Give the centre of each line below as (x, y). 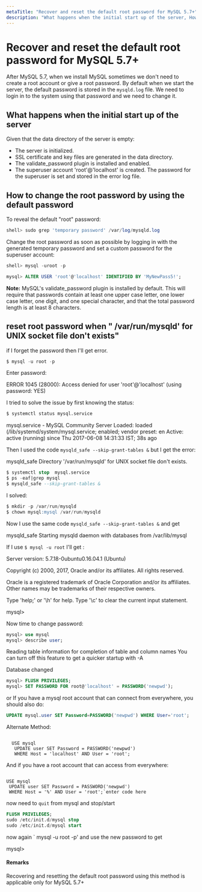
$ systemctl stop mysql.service (48, 473)
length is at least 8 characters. (44, 307)
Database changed (30, 670)
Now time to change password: (45, 623)
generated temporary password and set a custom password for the (89, 248)
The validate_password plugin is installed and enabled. (83, 164)
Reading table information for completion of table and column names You (97, 652)
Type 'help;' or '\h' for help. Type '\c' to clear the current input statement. (97, 600)
